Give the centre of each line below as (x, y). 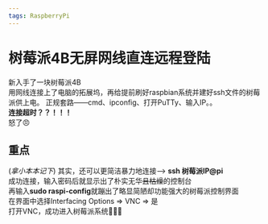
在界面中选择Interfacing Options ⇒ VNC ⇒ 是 (83, 201)
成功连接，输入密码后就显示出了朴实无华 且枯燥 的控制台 (100, 181)
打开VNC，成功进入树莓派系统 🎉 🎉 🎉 (65, 211)
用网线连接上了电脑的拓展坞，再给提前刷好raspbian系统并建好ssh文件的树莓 (134, 92)
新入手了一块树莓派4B (45, 82)
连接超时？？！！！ (40, 112)
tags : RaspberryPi (39, 16)
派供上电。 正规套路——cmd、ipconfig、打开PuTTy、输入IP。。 (113, 102)
